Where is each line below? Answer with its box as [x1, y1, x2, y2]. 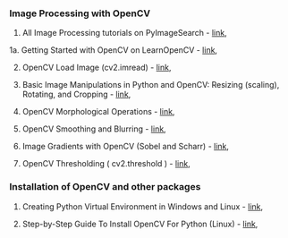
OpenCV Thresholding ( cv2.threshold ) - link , [21, 158, 191, 169]
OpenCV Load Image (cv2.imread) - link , [21, 62, 172, 73]
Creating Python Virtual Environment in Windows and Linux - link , [21, 200, 264, 212]
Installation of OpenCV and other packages [9, 181, 201, 193]
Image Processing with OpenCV [9, 7, 150, 20]
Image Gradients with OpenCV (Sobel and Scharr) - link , [21, 141, 230, 152]
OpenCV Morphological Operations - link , [21, 106, 175, 117]
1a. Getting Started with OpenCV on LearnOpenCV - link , [9, 45, 217, 55]
